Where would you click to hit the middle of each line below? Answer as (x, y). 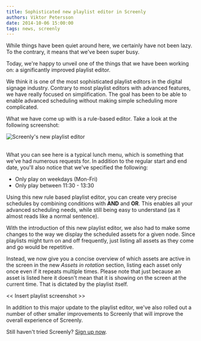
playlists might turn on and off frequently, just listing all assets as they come (100, 241)
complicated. (22, 107)
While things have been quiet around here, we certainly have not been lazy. (99, 46)
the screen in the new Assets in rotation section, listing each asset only (94, 265)
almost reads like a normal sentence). (52, 216)
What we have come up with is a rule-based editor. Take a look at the (91, 119)
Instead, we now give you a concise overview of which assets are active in (98, 259)
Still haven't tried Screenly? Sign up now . (57, 332)
